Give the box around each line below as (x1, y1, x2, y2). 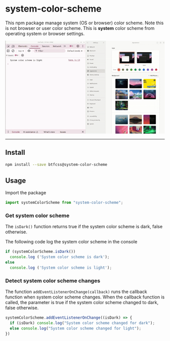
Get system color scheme (5, 212, 70, 219)
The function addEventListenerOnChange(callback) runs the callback (5, 288, 148, 294)
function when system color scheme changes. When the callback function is (5, 294, 165, 300)
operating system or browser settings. (5, 30, 85, 36)
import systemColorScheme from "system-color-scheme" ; (5, 200, 123, 205)
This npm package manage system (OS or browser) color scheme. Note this (5, 20, 164, 26)
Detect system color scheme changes (5, 277, 100, 284)
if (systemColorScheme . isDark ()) (5, 249, 76, 254)
